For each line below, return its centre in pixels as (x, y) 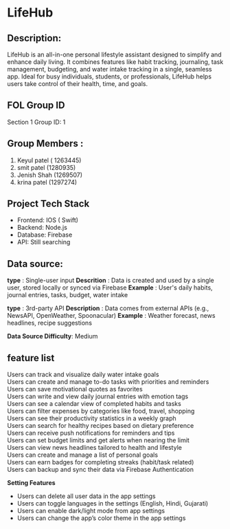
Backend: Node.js (42, 228)
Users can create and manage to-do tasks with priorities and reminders (108, 382)
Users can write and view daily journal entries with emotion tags (98, 396)
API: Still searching (44, 242)
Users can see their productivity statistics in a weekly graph (92, 418)
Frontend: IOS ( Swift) (48, 220)
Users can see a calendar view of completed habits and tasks (94, 404)
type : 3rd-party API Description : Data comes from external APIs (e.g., (108, 308)
